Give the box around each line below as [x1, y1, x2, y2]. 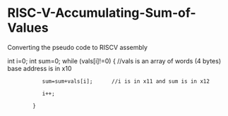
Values [7, 20, 49, 36]
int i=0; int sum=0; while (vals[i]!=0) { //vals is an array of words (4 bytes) [7, 56, 221, 65]
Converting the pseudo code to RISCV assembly [7, 43, 148, 51]
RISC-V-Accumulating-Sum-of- [7, 5, 196, 21]
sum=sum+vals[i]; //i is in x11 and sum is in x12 [42, 77, 210, 85]
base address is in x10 [7, 64, 72, 72]
